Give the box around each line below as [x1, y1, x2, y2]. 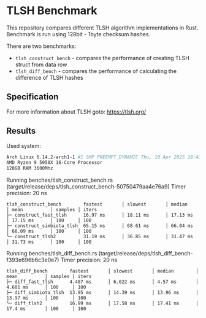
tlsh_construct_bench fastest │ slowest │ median [6, 201, 188, 207]
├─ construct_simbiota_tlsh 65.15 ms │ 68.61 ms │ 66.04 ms [6, 223, 193, 229]
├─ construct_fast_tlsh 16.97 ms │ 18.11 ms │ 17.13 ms [6, 212, 193, 219]
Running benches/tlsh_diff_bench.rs [6, 250, 97, 257]
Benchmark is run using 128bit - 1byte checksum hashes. [6, 30, 151, 37]
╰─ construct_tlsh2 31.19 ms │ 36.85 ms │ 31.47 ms [6, 234, 193, 240]
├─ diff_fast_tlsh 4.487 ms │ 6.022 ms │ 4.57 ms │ [6, 279, 199, 285]
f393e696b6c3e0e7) [6, 256, 59, 264]
